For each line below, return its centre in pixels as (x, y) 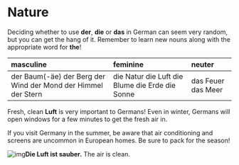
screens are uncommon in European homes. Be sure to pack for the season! (119, 140)
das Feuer (208, 81)
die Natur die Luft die (148, 76)
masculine (29, 64)
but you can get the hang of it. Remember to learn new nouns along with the (119, 39)
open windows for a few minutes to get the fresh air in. (87, 119)
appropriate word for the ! (44, 47)
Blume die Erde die (144, 85)
